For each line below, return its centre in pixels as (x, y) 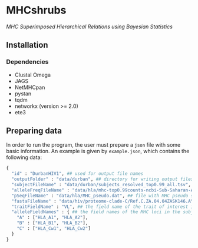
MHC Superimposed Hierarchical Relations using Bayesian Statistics (89, 27)
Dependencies (27, 62)
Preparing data (34, 131)
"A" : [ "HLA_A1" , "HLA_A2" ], (52, 218)
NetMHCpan (30, 87)
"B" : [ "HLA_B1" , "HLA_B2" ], (52, 223)
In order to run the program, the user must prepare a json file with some (93, 145)
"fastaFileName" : (34, 201)
